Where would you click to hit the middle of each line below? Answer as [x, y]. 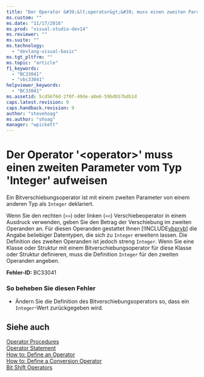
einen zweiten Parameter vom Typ [94, 168]
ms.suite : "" [23, 40]
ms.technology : [25, 46]
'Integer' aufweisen [57, 181]
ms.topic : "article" [32, 63]
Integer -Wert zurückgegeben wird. [59, 308]
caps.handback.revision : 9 [40, 108]
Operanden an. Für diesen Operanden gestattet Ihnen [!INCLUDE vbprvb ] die [102, 229]
